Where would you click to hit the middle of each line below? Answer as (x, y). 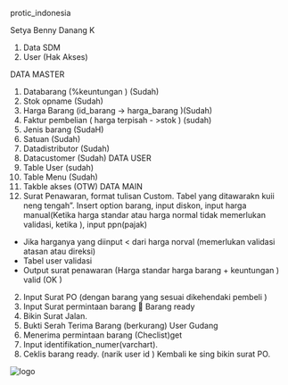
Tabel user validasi (58, 261)
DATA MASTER (37, 74)
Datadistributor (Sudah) (66, 148)
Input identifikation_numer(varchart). (91, 344)
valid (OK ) (43, 280)
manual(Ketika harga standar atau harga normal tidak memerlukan (144, 215)
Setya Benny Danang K (53, 30)
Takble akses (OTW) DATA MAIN (83, 186)
